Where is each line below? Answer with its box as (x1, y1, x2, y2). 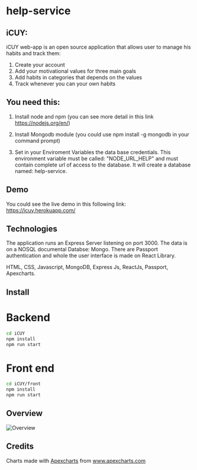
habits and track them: (6, 50, 61, 57)
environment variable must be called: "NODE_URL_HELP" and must (14, 155, 179, 162)
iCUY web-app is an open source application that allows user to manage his (6, 43, 191, 50)
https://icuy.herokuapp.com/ (6, 206, 76, 214)
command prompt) (14, 137, 60, 144)
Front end (6, 362, 54, 375)
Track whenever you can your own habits (14, 80, 116, 87)
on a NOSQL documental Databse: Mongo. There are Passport (6, 246, 159, 253)
